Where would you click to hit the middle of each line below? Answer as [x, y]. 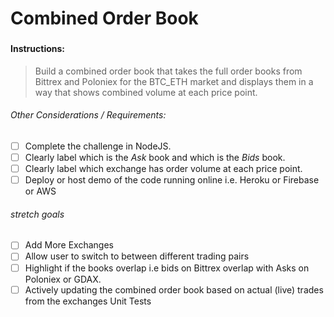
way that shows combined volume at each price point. [146, 92]
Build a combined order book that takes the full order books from [168, 71]
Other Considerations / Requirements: [88, 115]
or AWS [40, 191]
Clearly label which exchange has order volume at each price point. [163, 169]
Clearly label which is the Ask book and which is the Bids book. [155, 157]
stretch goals [37, 214]
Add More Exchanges [69, 245]
